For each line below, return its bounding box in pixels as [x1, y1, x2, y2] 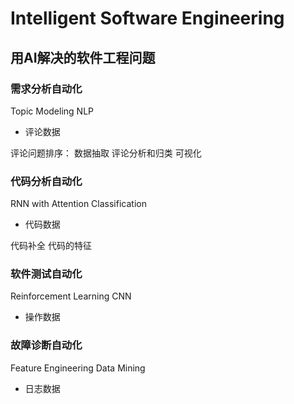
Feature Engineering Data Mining [10, 362, 146, 374]
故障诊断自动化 [10, 338, 83, 352]
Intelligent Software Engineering [10, 7, 285, 30]
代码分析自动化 [10, 174, 83, 188]
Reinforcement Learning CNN [10, 290, 132, 302]
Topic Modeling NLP [10, 105, 94, 117]
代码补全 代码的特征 [10, 240, 92, 252]
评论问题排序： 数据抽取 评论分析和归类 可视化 [10, 147, 202, 159]
